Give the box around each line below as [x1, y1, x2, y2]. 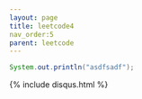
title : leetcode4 [9, 22, 75, 31]
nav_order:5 [9, 30, 54, 39]
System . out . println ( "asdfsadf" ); [9, 63, 135, 72]
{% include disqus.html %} [9, 79, 109, 90]
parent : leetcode [9, 38, 75, 48]
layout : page [9, 13, 58, 22]
